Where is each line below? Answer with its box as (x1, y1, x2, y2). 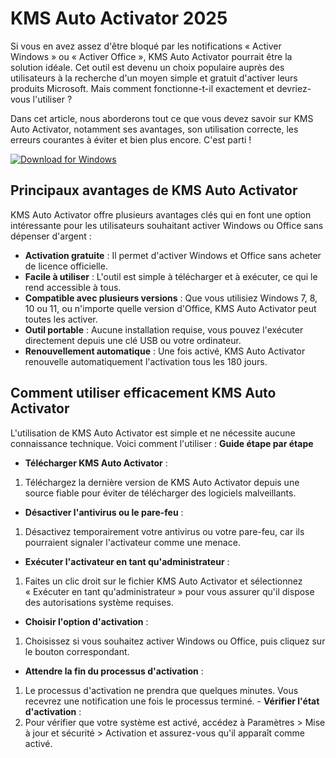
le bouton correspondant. (24, 645, 130, 657)
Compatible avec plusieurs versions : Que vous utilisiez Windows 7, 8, (24, 292, 318, 304)
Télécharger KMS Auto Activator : (24, 457, 168, 469)
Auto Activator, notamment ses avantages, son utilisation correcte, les (10, 123, 299, 135)
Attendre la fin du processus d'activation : (24, 665, 204, 677)
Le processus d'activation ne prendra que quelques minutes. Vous (24, 684, 299, 696)
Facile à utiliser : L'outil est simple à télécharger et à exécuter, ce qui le (24, 270, 318, 282)
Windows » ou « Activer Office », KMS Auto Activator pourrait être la (10, 50, 293, 62)
